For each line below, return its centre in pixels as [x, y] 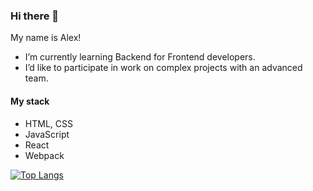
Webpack [44, 155]
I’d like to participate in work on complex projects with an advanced [163, 68]
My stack [30, 101]
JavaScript [47, 134]
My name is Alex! [46, 38]
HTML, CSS [48, 123]
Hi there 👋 [35, 16]
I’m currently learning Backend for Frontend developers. [140, 57]
